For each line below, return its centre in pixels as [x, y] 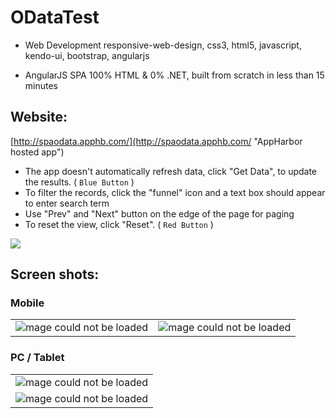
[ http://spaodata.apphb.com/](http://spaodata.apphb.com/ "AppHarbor [156, 141]
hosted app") [37, 152]
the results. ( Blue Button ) [79, 182]
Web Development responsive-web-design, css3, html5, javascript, [163, 45]
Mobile [27, 303]
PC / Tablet [37, 358]
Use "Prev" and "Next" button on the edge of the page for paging [159, 213]
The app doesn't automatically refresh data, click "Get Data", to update [171, 171]
